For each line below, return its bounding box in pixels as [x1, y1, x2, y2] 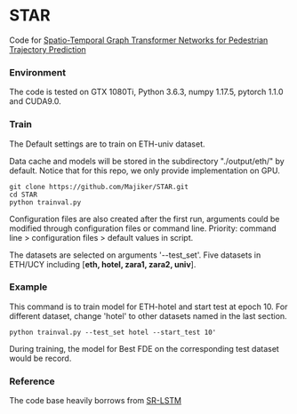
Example [9, 281, 48, 293]
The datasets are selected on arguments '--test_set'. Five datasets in [9, 250, 261, 260]
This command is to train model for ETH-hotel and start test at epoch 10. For [9, 301, 288, 312]
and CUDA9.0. [9, 96, 62, 107]
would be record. [9, 353, 72, 363]
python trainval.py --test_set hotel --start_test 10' [9, 328, 217, 337]
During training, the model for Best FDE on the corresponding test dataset [9, 343, 280, 354]
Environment [9, 66, 67, 78]
